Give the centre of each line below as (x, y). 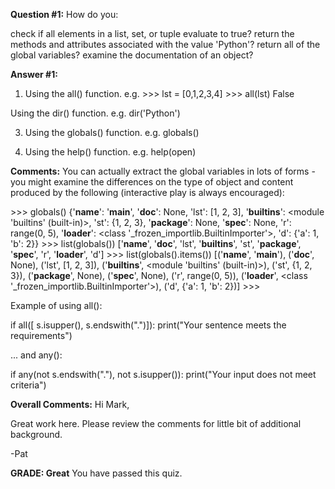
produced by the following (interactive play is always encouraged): (147, 192)
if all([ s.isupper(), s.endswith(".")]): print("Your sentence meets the (148, 325)
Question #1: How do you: (64, 14)
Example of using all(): (56, 305)
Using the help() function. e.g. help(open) (110, 152)
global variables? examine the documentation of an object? (132, 55)
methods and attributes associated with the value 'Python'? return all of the (165, 44)
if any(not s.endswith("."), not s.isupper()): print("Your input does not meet (163, 374)
